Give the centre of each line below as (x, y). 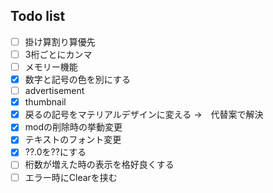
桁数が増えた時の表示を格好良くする (99, 165)
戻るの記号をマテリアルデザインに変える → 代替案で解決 (144, 115)
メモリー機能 (51, 66)
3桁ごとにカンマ (58, 54)
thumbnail (45, 102)
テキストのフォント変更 (73, 140)
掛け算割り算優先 (60, 41)
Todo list (38, 16)
